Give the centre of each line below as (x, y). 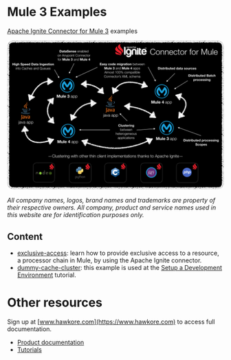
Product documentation (51, 342)
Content (25, 237)
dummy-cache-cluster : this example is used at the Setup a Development (119, 268)
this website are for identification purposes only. (76, 215)
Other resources (55, 303)
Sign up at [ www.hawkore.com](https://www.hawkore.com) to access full (111, 322)
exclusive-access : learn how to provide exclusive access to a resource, (118, 253)
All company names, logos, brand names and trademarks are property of (111, 201)
